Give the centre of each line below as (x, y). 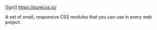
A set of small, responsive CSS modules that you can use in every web (79, 17)
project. (13, 22)
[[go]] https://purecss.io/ (31, 7)
